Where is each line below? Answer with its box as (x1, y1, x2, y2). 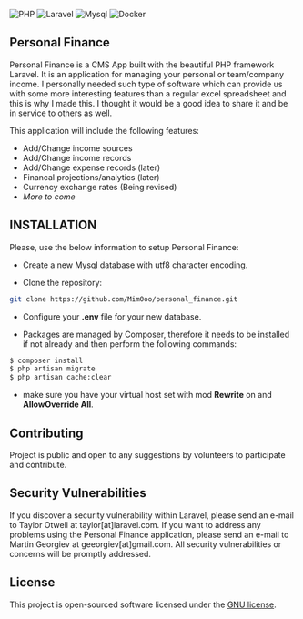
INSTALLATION (9, 218, 97, 233)
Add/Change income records (22, 152, 132, 163)
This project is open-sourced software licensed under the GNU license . (9, 599, 278, 610)
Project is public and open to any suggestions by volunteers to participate (9, 449, 286, 460)
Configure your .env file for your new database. (22, 310, 202, 322)
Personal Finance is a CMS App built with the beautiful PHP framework (9, 59, 275, 70)
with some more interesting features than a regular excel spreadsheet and (9, 87, 287, 99)
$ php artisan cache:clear (9, 373, 112, 382)
